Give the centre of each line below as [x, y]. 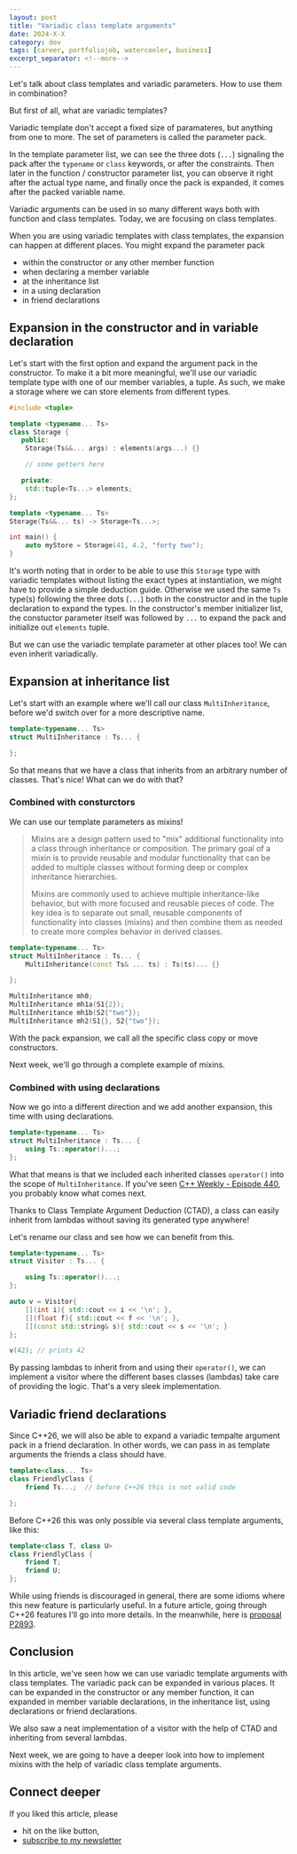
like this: [24, 1529]
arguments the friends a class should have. [88, 1455]
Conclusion [42, 1652]
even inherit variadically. [54, 654]
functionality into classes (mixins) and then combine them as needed [157, 922]
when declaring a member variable [86, 272]
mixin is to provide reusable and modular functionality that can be [151, 858]
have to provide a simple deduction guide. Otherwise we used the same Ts [145, 590]
